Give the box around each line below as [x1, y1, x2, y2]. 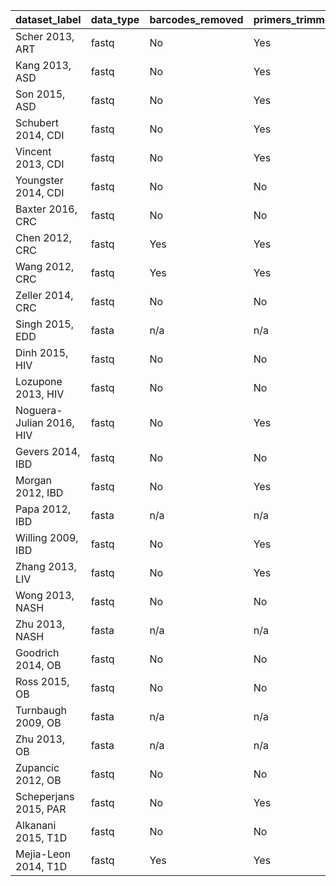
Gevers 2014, [15, 445, 81, 458]
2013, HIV [15, 387, 65, 401]
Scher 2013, [15, 30, 75, 43]
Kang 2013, [15, 59, 72, 72]
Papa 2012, [15, 502, 72, 516]
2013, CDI [15, 157, 65, 171]
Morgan [15, 474, 53, 487]
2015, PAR [15, 802, 67, 816]
